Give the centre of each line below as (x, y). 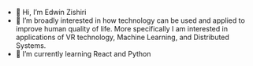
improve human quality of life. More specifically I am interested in (122, 29)
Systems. (31, 46)
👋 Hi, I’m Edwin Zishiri (51, 12)
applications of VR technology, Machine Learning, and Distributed (123, 37)
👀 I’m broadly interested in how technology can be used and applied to (130, 20)
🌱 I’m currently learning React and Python (83, 54)
